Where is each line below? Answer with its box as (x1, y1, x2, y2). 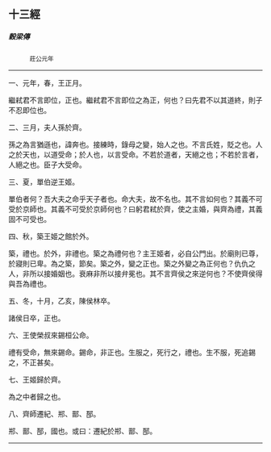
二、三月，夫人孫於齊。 (8, 123, 86, 132)
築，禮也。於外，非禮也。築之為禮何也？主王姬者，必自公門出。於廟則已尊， (8, 249, 263, 258)
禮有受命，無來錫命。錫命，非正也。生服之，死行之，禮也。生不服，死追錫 (8, 348, 256, 358)
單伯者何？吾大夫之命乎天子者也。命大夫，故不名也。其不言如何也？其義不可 (8, 195, 263, 204)
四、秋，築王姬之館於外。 (8, 232, 94, 241)
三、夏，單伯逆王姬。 (8, 177, 79, 187)
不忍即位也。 (8, 106, 51, 115)
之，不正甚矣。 (8, 358, 58, 367)
